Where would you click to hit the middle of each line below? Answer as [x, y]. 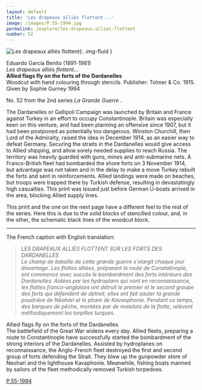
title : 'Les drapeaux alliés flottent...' [60, 17]
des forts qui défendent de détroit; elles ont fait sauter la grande [100, 294]
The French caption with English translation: [61, 237]
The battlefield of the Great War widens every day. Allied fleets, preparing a [100, 331]
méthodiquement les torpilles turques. [68, 313]
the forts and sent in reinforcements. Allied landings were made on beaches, [101, 176]
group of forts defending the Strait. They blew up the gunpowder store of [97, 357]
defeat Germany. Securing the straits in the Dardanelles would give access [99, 144]
